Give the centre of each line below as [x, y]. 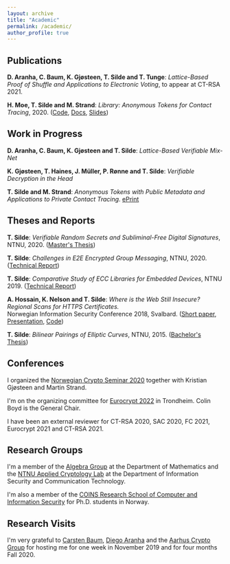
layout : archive [30, 13]
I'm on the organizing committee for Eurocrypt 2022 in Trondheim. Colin [109, 400]
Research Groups [45, 450]
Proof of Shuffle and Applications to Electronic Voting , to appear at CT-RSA [114, 85]
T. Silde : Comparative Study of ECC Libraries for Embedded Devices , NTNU [115, 279]
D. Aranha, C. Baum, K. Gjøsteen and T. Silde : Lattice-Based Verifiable [108, 150]
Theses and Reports [51, 221]
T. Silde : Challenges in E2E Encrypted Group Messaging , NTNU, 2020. [107, 258]
